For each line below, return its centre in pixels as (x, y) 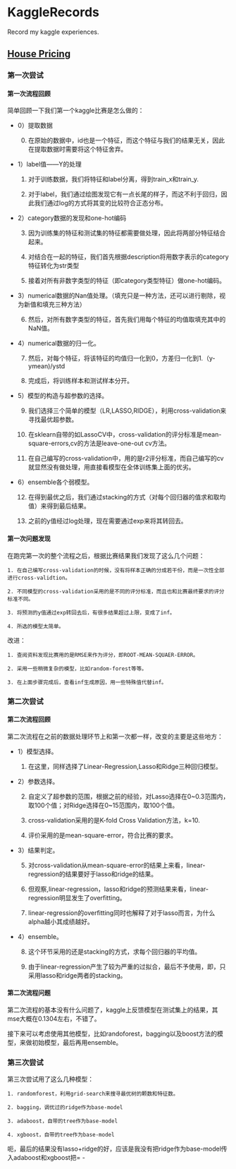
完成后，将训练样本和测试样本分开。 (81, 381)
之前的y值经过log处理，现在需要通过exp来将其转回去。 (107, 521)
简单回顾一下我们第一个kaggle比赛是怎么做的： (76, 111)
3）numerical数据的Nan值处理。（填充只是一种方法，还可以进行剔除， (118, 296)
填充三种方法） (64, 305)
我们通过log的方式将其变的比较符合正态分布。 (100, 203)
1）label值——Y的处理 (50, 164)
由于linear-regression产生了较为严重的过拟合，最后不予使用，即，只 (127, 967)
